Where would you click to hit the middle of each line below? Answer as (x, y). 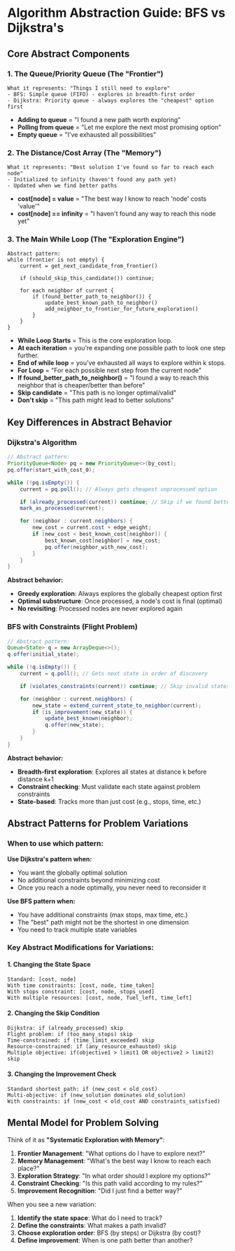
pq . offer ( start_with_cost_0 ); (51, 470)
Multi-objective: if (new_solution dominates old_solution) (97, 1096)
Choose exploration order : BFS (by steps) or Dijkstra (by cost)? (109, 1233)
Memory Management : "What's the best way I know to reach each (114, 1160)
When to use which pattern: (55, 844)
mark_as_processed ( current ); (62, 508)
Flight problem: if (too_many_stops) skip (70, 1034)
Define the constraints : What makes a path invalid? (92, 1225)
